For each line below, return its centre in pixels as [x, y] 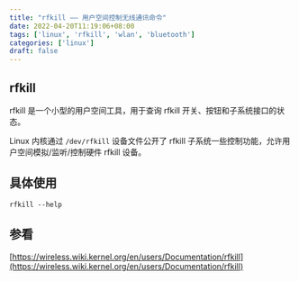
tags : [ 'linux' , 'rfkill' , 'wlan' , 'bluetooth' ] [102, 34]
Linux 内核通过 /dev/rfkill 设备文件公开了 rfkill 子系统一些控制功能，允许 [146, 140]
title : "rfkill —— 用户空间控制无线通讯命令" [88, 18]
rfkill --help [36, 204]
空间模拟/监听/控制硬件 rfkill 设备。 [82, 152]
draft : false [34, 51]
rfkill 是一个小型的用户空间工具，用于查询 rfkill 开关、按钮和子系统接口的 [143, 110]
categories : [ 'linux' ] [52, 43]
